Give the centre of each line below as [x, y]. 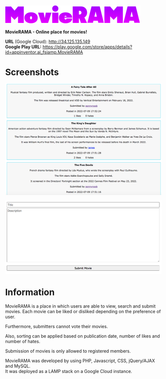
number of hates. [23, 342]
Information [30, 292]
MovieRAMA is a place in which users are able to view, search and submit [81, 306]
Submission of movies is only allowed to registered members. [68, 351]
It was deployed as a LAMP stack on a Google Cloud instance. [69, 372]
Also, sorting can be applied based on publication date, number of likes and [83, 336]
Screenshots [32, 72]
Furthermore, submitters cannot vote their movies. [57, 327]
